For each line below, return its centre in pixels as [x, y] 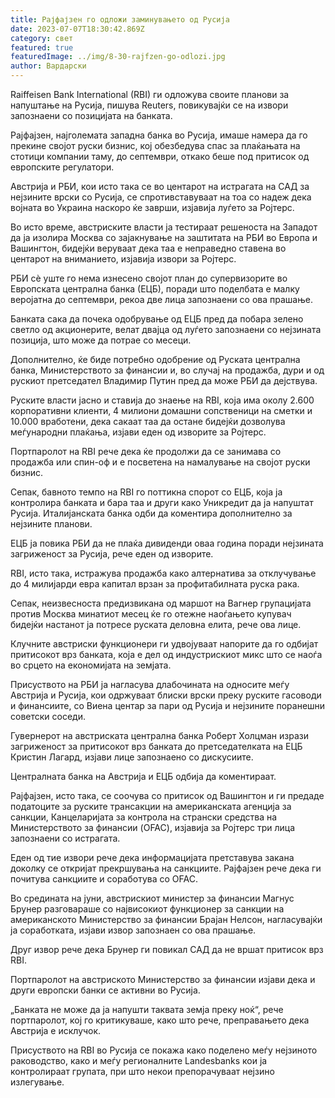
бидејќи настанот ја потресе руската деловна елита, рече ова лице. [156, 624]
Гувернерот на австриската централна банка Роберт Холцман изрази [159, 735]
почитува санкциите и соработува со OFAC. [104, 879]
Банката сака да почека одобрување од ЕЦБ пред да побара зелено [157, 319]
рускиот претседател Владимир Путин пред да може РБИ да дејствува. [164, 380]
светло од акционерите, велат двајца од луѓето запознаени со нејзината [166, 329]
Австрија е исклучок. [56, 1030]
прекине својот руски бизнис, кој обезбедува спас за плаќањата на [155, 145]
